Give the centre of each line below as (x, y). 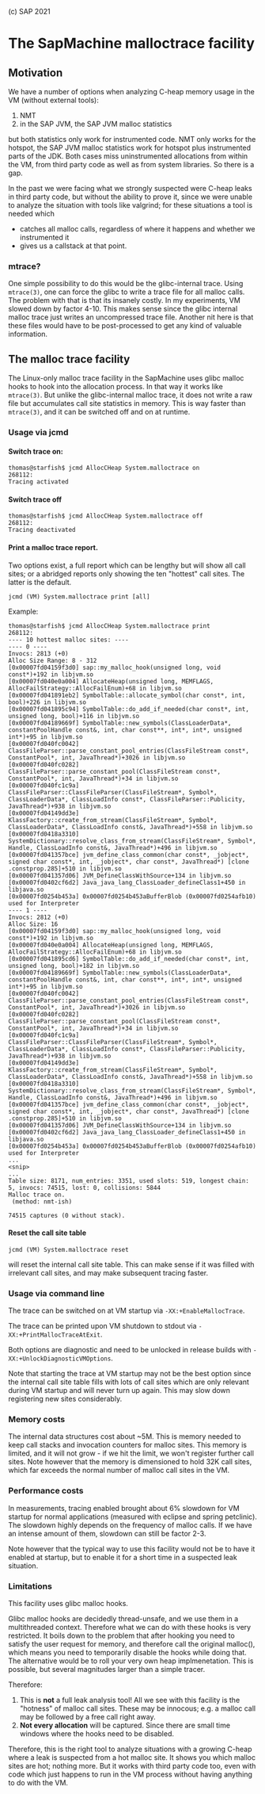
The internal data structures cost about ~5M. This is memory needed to (125, 1436)
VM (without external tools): (53, 100)
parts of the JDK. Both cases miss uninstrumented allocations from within (128, 156)
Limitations (30, 1586)
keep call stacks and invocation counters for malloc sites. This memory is (128, 1445)
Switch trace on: (36, 451)
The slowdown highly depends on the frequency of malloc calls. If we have (130, 1524)
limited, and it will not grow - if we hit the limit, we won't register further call (131, 1453)
